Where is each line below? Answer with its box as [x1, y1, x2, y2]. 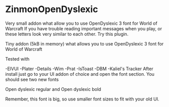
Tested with [5, 56, 30, 62]
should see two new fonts [5, 76, 59, 82]
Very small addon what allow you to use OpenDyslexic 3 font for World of [5, 20, 157, 26]
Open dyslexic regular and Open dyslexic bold [5, 86, 101, 92]
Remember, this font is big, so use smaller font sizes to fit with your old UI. [5, 96, 159, 102]
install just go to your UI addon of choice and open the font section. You [5, 71, 155, 77]
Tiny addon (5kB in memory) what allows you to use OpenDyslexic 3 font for [5, 40, 164, 46]
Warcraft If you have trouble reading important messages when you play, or [5, 25, 162, 31]
